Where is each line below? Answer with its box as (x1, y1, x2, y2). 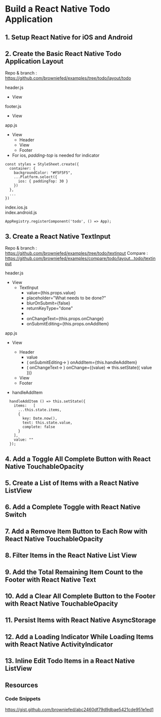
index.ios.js (5, 204, 28, 210)
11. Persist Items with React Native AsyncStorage (5, 616, 156, 625)
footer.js (5, 104, 22, 109)
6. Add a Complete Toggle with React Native (5, 503, 141, 511)
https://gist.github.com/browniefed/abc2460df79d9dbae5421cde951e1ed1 (5, 706, 154, 712)
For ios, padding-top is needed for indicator (12, 152, 100, 159)
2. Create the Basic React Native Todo (5, 50, 122, 58)
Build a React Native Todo (5, 3, 111, 15)
